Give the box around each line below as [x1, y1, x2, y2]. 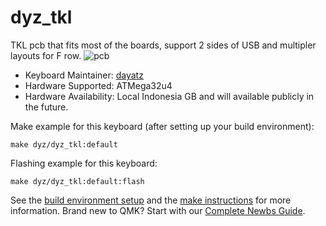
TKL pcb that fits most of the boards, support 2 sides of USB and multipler [10, 39, 317, 51]
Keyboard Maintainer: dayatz [24, 69, 144, 81]
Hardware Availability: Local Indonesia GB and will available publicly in [24, 90, 315, 102]
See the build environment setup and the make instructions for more [10, 194, 292, 206]
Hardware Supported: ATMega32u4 [24, 79, 173, 91]
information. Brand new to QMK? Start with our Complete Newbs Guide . [10, 204, 306, 216]
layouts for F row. [10, 49, 82, 61]
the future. [24, 101, 69, 113]
